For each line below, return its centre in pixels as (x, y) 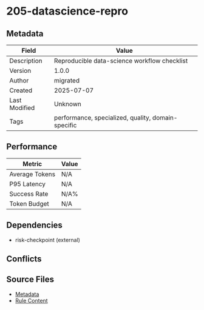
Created (21, 90)
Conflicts (24, 259)
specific (65, 125)
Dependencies (34, 225)
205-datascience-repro (67, 11)
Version (20, 71)
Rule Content (31, 300)
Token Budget (29, 203)
